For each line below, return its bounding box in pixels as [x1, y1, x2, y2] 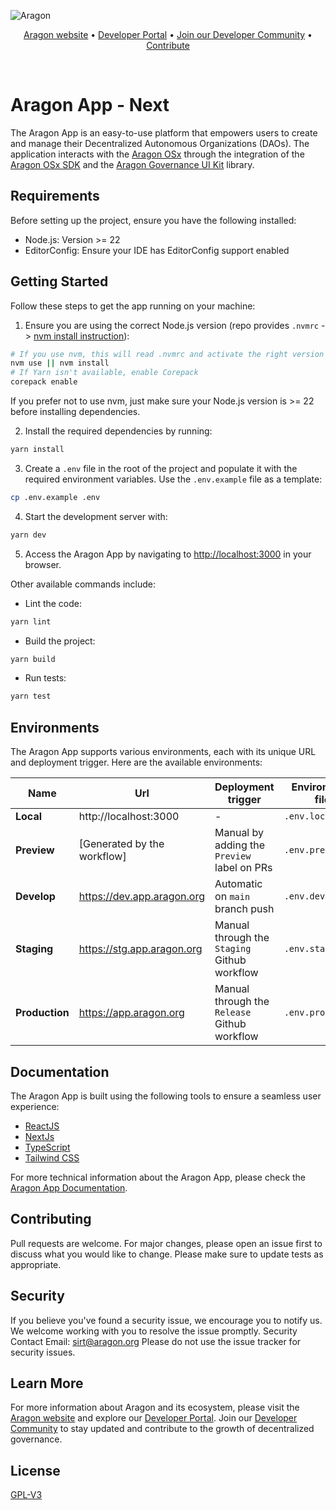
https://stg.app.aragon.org [78, 942, 203, 956]
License [10, 1462, 61, 1479]
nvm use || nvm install [10, 358, 110, 369]
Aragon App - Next [10, 94, 170, 117]
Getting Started [10, 273, 109, 290]
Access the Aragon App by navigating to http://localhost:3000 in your [24, 548, 312, 560]
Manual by [214, 826, 265, 840]
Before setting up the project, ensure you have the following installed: [10, 214, 297, 226]
